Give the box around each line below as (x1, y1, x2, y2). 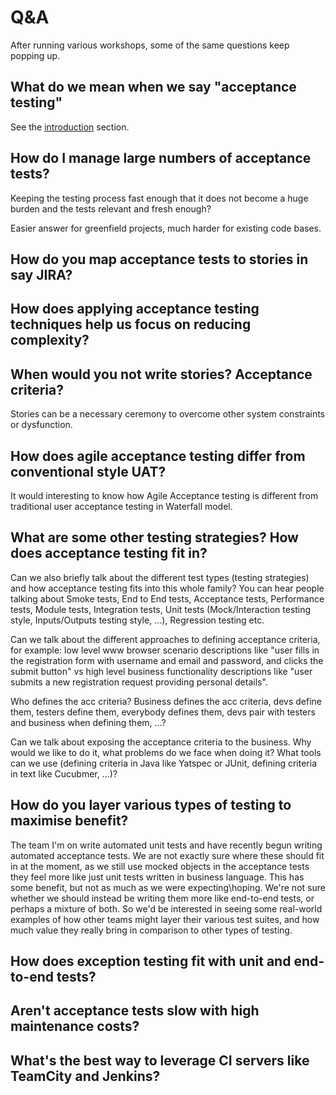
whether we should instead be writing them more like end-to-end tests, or (10, 892, 315, 904)
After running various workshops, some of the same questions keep (10, 39, 290, 51)
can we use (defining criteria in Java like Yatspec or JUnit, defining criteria (10, 757, 318, 769)
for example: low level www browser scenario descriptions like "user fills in (10, 644, 320, 656)
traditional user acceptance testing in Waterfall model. (10, 500, 233, 512)
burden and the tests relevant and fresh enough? (10, 202, 212, 215)
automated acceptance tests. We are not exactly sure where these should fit (10, 849, 325, 861)
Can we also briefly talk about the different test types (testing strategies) (10, 571, 310, 583)
